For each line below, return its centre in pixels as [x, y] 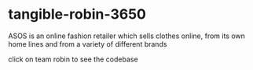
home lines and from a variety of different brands [88, 44]
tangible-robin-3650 [77, 14]
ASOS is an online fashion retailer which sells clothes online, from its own [127, 36]
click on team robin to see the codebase [73, 59]
